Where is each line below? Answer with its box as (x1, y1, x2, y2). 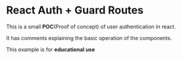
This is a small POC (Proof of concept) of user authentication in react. (6, 23, 176, 30)
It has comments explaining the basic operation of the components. (6, 34, 172, 41)
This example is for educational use (6, 45, 95, 53)
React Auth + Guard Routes (6, 4, 144, 17)
